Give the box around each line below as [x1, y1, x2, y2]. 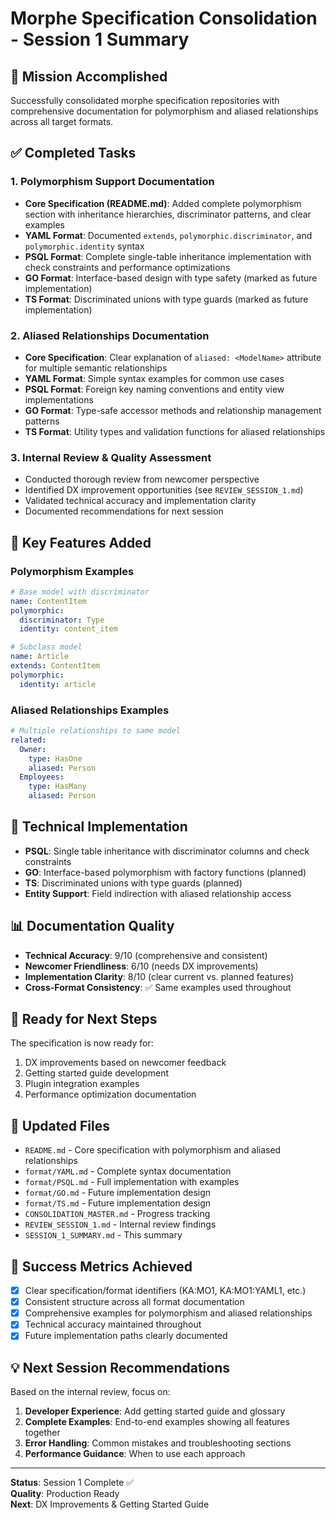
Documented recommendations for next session [24, 505, 224, 517]
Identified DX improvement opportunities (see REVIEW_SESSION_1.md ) [24, 484, 304, 496]
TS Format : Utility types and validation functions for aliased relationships [24, 425, 326, 437]
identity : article [19, 679, 97, 689]
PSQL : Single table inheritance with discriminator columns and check [24, 845, 310, 857]
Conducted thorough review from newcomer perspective [24, 473, 260, 486]
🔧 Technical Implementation [10, 818, 188, 836]
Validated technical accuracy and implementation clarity [24, 495, 257, 507]
